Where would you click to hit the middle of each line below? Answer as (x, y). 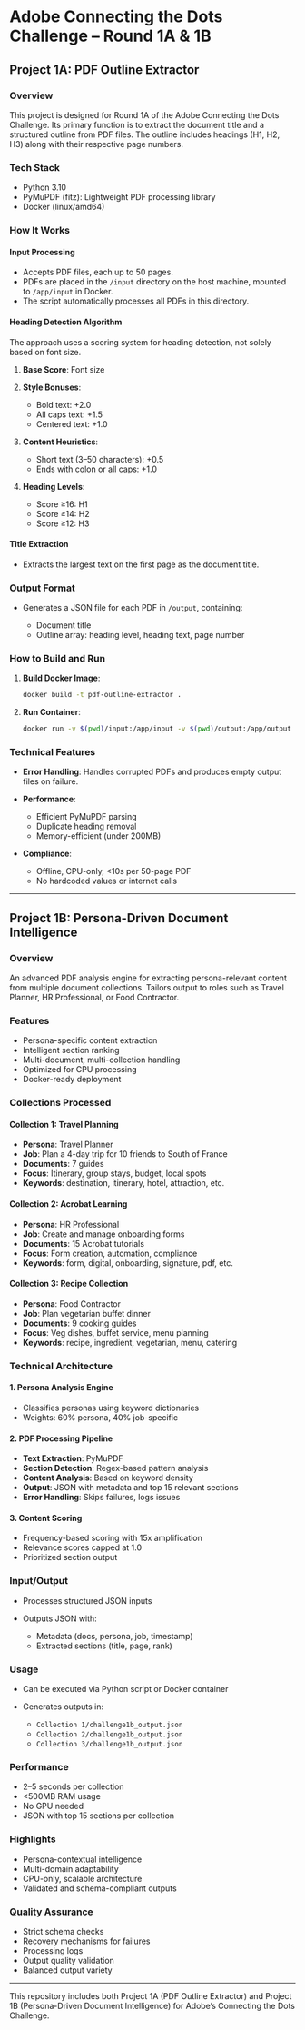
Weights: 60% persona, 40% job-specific (100, 1417)
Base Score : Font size (64, 369)
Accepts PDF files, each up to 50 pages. (98, 272)
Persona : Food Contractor (71, 1304)
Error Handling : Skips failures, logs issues (101, 1498)
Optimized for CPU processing (79, 1070)
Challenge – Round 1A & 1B (110, 36)
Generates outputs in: (63, 1707)
